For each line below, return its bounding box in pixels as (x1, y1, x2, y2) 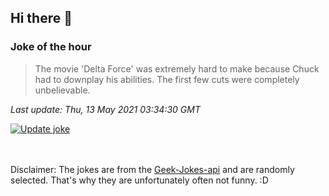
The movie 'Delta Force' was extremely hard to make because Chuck (34, 62, 320, 75)
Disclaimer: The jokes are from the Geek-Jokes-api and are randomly (10, 163, 295, 175)
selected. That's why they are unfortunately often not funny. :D (10, 174, 269, 186)
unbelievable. (34, 84, 91, 96)
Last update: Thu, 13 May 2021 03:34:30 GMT (10, 103, 201, 115)
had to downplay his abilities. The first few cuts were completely (34, 73, 300, 85)
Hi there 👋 (10, 10, 73, 27)
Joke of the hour (10, 40, 92, 54)
